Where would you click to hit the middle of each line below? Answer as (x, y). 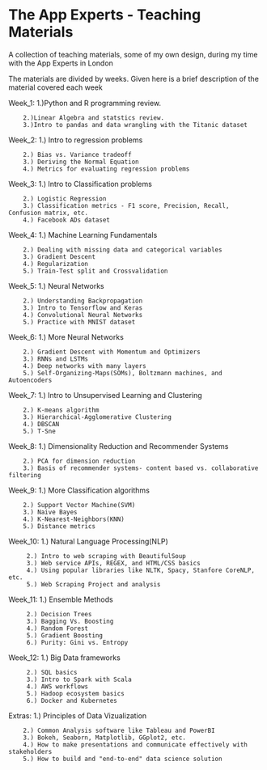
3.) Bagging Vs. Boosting (70, 621)
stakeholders (30, 751)
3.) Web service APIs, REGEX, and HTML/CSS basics (113, 563)
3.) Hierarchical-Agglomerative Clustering (97, 417)
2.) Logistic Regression (65, 199)
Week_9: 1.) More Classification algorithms (79, 490)
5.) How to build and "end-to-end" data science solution (123, 759)
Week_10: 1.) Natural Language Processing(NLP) (88, 541)
